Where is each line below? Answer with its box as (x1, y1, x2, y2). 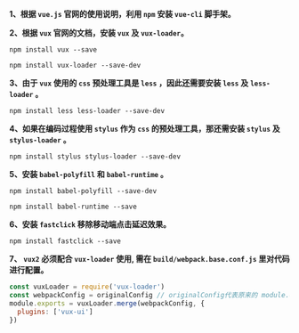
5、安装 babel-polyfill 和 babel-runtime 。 (9, 169, 169, 179)
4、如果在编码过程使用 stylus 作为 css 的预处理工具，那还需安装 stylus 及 (9, 124, 280, 134)
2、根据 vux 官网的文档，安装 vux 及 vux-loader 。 (9, 28, 189, 38)
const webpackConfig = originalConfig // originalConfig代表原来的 (9, 290, 258, 299)
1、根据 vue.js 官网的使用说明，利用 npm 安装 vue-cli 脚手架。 (9, 9, 236, 19)
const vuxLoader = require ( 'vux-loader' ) (9, 282, 166, 291)
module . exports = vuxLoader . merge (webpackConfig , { (9, 298, 205, 308)
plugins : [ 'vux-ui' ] (17, 307, 93, 316)
